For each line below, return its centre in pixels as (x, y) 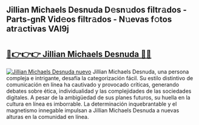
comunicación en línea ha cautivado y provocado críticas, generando (93, 85)
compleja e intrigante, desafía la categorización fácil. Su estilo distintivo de (100, 78)
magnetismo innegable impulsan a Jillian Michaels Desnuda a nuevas (93, 110)
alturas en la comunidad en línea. (48, 117)
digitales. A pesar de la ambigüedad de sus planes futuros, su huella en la (98, 97)
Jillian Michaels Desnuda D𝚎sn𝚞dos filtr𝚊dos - (96, 10)
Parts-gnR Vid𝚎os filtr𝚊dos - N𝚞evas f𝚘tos (89, 20)
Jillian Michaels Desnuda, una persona (141, 72)
